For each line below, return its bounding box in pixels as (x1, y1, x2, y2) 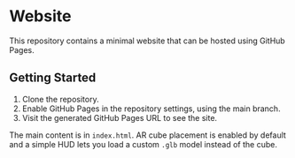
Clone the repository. (21, 94, 99, 104)
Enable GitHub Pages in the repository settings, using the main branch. (21, 103, 281, 114)
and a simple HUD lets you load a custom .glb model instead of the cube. (9, 139, 277, 149)
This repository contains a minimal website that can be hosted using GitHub (9, 35, 285, 46)
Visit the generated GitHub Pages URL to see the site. (21, 112, 218, 123)
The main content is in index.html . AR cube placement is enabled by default (9, 130, 286, 140)
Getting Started (9, 71, 97, 86)
